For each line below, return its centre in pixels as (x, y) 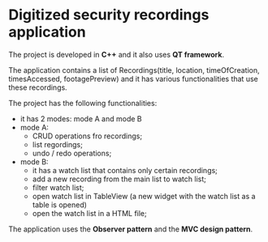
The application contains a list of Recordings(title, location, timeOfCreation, (134, 70)
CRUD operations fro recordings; (87, 136)
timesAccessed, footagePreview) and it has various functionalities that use (133, 79)
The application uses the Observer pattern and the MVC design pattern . (131, 229)
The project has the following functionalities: (83, 103)
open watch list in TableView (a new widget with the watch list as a (144, 196)
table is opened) (60, 205)
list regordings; (57, 144)
